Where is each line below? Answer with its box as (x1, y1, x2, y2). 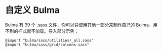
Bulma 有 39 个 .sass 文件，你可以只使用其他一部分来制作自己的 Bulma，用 (5, 22, 158, 28)
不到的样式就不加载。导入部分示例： (5, 28, 79, 34)
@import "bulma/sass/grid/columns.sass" (5, 42, 90, 47)
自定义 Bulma (5, 4, 60, 16)
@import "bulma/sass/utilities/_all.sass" (5, 38, 94, 43)
